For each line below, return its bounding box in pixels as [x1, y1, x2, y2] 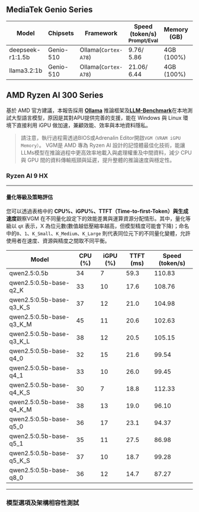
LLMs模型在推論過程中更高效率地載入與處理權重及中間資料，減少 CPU [20, 149, 192, 156]
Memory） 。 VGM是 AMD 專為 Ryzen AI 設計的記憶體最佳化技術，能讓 [20, 142, 185, 149]
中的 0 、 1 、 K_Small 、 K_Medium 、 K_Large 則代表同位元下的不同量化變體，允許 [6, 230, 191, 237]
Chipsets [48, 29, 74, 37]
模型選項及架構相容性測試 [6, 499, 79, 507]
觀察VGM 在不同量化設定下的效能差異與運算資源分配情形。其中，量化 [17, 215, 186, 222]
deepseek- [9, 46, 41, 54]
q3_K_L [9, 337, 30, 345]
